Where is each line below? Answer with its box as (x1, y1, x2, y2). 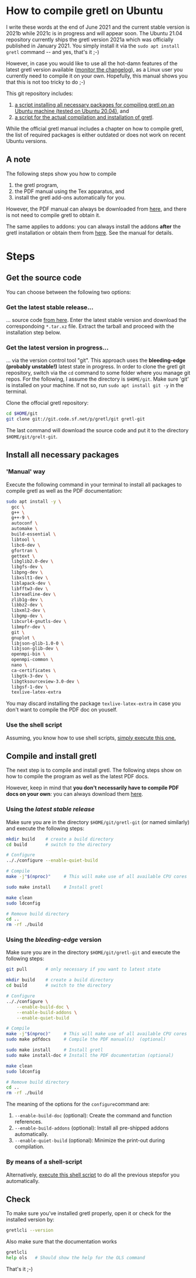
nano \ (11, 662, 27, 668)
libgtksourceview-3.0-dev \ (11, 679, 80, 684)
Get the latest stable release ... (6, 303, 94, 311)
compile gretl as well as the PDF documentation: (6, 487, 123, 494)
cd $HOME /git (6, 411, 38, 417)
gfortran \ (11, 547, 38, 554)
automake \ (11, 526, 38, 532)
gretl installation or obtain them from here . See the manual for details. (6, 229, 174, 236)
